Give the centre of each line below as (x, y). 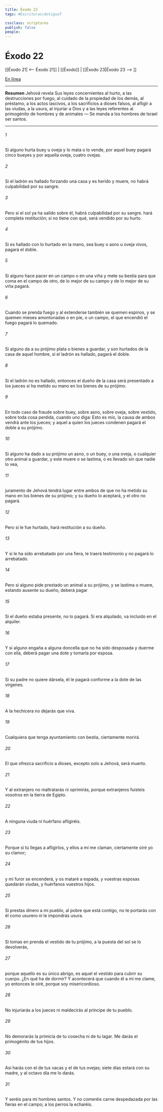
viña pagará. (17, 286)
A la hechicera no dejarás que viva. (40, 711)
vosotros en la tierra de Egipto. (36, 795)
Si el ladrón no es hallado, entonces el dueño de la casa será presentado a (79, 381)
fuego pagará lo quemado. (32, 323)
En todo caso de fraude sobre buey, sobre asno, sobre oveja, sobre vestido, (81, 412)
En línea (13, 79)
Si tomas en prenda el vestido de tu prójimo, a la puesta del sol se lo (73, 942)
